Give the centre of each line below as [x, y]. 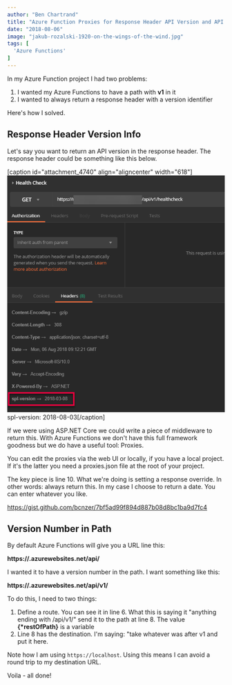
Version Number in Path [59, 529]
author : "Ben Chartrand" [43, 14]
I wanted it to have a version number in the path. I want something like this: [114, 572]
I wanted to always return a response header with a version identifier [115, 99]
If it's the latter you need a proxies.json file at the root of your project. [106, 466]
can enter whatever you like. [47, 494]
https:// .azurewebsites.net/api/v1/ [58, 586]
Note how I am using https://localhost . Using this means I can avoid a [109, 655]
